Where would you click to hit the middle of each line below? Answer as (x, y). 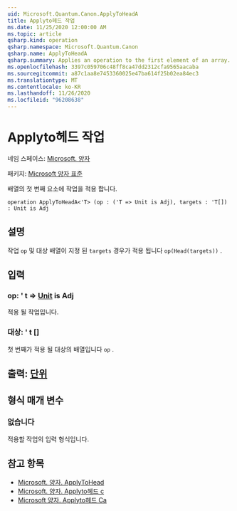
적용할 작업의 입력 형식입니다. (48, 439)
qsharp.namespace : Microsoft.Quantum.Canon (73, 47)
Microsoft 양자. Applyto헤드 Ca (62, 500)
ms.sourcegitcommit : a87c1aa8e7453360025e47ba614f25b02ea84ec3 (103, 73)
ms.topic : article (35, 34)
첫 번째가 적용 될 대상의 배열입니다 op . (61, 349)
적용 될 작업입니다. (33, 312)
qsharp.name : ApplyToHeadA (47, 54)
